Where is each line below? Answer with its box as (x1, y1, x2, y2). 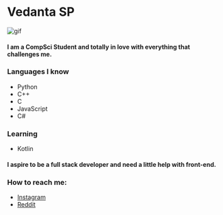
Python (16, 82, 38, 91)
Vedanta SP (7, 4, 75, 20)
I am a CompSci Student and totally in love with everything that (7, 43, 191, 51)
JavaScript (16, 104, 48, 113)
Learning (7, 128, 38, 138)
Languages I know (7, 67, 69, 76)
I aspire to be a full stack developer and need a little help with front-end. (7, 160, 216, 168)
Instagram (16, 193, 46, 201)
